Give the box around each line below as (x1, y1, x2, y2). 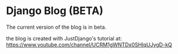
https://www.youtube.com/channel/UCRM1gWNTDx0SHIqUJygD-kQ (6, 41, 172, 48)
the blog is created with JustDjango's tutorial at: (6, 35, 122, 42)
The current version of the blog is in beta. (6, 23, 107, 31)
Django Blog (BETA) (6, 4, 104, 18)
